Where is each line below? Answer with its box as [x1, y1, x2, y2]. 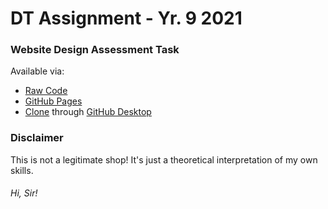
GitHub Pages [24, 95, 83, 107]
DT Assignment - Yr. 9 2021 [10, 7, 243, 30]
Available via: [10, 65, 65, 77]
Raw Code [24, 85, 68, 97]
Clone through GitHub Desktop [24, 106, 152, 118]
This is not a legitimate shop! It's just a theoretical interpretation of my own [10, 153, 318, 166]
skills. [10, 164, 34, 176]
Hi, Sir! [10, 187, 38, 199]
